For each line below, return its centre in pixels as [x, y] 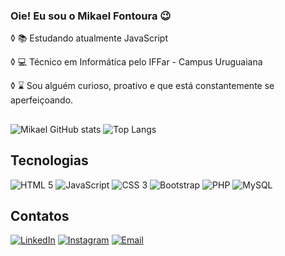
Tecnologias [49, 160]
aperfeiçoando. [42, 100]
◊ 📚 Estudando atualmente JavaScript [89, 38]
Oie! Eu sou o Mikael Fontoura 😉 [91, 16]
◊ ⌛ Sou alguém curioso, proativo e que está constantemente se [142, 86]
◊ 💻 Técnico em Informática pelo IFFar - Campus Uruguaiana [136, 62]
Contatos [40, 215]
